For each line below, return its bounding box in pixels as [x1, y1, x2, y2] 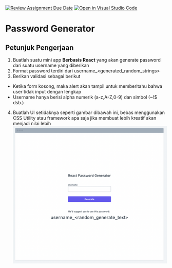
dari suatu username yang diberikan [12, 62, 89, 68]
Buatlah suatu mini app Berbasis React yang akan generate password [12, 57, 161, 63]
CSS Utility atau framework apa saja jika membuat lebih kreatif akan [12, 115, 157, 121]
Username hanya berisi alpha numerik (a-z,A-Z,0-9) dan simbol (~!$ [12, 94, 158, 100]
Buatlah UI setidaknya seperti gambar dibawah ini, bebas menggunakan [12, 109, 165, 116]
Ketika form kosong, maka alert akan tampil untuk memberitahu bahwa [12, 83, 163, 89]
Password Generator [5, 23, 95, 34]
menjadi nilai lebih [12, 121, 51, 126]
